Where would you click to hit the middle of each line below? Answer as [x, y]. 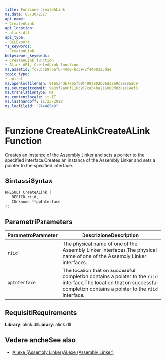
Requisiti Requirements [41, 313]
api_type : [15, 38]
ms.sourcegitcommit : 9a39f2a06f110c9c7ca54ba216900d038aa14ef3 [72, 88]
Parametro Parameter [33, 235]
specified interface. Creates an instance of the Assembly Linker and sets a [80, 160]
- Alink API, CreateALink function [42, 65]
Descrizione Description [111, 235]
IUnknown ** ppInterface [36, 202]
